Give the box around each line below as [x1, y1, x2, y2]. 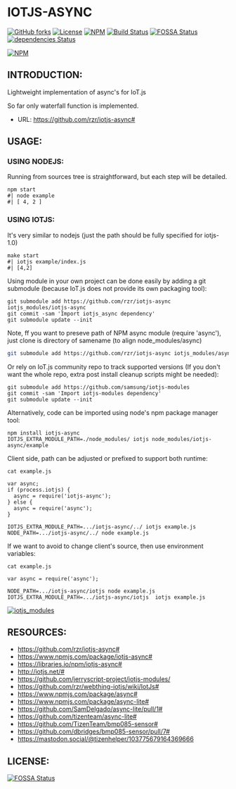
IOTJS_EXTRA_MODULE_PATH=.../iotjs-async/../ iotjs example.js [7, 523, 197, 530]
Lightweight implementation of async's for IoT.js [7, 87, 146, 96]
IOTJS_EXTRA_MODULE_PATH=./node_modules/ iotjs [7, 435, 150, 442]
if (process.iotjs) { [7, 486, 71, 493]
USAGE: [7, 135, 43, 148]
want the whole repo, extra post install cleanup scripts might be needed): [7, 370, 219, 378]
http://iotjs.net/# [17, 667, 65, 676]
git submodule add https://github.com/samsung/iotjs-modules [7, 383, 190, 391]
